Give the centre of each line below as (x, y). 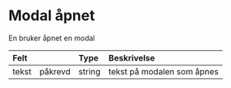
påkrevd (55, 71)
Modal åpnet (52, 16)
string (89, 71)
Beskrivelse (132, 57)
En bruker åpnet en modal (52, 38)
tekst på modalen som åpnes (163, 71)
